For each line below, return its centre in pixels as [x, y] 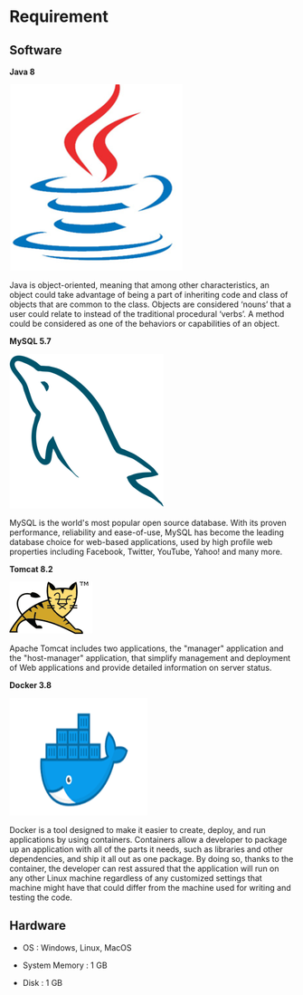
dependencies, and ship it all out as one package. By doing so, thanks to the [151, 859]
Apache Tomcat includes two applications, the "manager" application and [147, 648]
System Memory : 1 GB [65, 965]
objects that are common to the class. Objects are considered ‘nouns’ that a [151, 304]
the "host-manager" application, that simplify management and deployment [150, 658]
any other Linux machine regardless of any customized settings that [136, 878]
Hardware [38, 926]
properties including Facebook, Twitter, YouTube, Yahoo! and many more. [146, 551]
